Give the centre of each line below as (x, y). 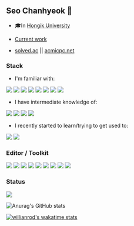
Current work (31, 39)
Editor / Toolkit (27, 153)
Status (16, 182)
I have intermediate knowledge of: (56, 102)
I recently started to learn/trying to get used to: (71, 126)
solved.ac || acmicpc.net (44, 50)
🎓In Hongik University (42, 25)
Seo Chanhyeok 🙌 (39, 11)
